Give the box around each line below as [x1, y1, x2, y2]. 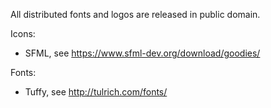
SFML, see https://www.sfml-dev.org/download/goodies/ [24, 47, 261, 59]
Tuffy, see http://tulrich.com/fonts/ [24, 86, 168, 98]
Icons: [10, 28, 36, 39]
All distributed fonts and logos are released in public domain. [10, 9, 261, 20]
